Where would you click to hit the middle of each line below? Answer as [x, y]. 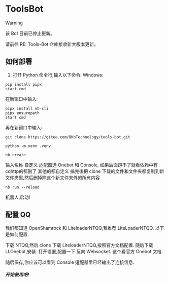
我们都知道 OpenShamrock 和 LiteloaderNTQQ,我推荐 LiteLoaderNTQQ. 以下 [85, 228]
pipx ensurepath [22, 113]
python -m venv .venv [28, 146]
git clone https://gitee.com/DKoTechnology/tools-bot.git [68, 137]
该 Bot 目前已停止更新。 [30, 33]
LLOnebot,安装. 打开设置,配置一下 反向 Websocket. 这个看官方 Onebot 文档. [84, 251]
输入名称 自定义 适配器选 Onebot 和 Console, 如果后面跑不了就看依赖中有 [82, 165]
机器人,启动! [18, 197]
